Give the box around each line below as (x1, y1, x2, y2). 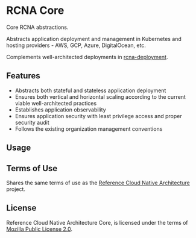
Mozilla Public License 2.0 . (6, 225, 73, 233)
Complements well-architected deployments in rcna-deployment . (6, 53, 168, 60)
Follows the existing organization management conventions (14, 125, 163, 133)
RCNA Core (6, 4, 65, 17)
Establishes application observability (14, 106, 107, 113)
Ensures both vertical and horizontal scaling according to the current (14, 93, 186, 100)
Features (6, 70, 40, 81)
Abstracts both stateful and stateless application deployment (14, 87, 166, 94)
